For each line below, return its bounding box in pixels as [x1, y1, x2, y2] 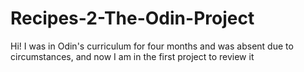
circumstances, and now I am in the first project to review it [10, 50, 255, 62]
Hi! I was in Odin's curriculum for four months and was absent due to [10, 40, 294, 52]
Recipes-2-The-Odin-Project [10, 7, 255, 30]
